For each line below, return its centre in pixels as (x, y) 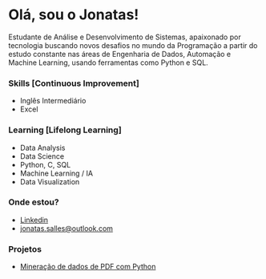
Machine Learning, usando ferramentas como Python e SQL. (108, 63)
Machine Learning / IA (56, 173)
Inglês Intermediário (53, 101)
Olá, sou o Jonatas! (74, 15)
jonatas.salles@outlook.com (66, 228)
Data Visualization (50, 181)
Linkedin (34, 220)
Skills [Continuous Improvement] (74, 83)
